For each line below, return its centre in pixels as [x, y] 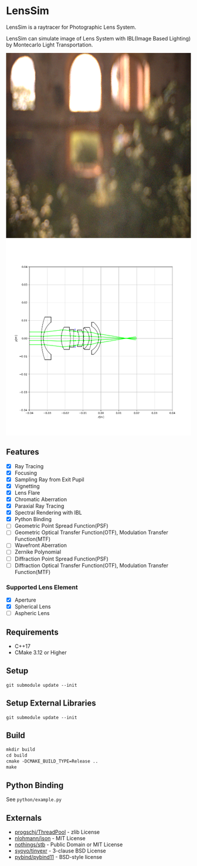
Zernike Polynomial [38, 552]
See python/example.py [34, 800]
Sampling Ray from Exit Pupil [49, 479]
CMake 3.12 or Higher [41, 652]
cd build [17, 756]
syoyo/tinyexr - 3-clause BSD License [60, 851]
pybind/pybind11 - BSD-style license [58, 857]
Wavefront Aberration [41, 545]
